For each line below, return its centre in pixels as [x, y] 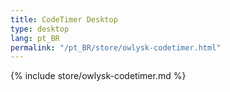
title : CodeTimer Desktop [64, 19]
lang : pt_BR [35, 38]
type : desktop [40, 29]
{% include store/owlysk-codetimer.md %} [98, 76]
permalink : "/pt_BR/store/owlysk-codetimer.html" [116, 47]
